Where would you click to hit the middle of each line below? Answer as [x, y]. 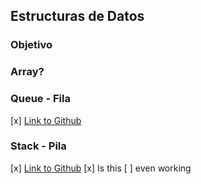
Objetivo [31, 45]
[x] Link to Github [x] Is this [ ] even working [101, 168]
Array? [27, 72]
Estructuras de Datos [77, 16]
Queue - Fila [40, 99]
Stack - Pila [38, 146]
